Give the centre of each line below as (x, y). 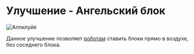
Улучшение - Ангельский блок (86, 11)
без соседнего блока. (33, 45)
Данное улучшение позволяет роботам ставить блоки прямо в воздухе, (97, 38)
